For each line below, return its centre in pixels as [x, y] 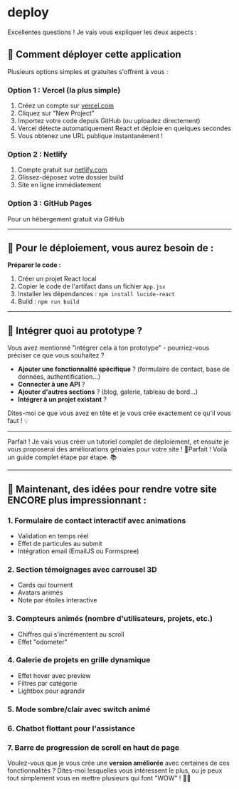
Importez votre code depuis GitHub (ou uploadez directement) [109, 121]
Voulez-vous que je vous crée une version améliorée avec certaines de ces [118, 763]
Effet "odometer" [42, 642]
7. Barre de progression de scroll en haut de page [94, 747]
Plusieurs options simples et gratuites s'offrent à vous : [88, 71]
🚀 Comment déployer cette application [94, 54]
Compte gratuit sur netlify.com [63, 170]
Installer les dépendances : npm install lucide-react [96, 294]
